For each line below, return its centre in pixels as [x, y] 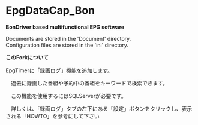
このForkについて [27, 57]
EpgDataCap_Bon [50, 11]
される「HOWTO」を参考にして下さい [52, 116]
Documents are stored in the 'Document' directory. [68, 38]
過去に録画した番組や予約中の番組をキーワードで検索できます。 [89, 83]
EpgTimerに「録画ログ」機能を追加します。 [59, 70]
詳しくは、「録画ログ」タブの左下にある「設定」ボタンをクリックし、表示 [101, 108]
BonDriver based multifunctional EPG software [65, 27]
